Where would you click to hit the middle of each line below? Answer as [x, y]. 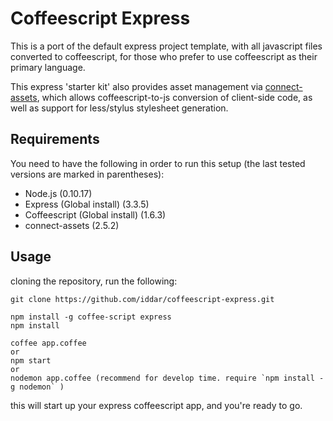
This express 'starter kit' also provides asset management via [136, 86]
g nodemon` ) [37, 387]
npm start [31, 360]
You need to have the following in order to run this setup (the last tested [158, 163]
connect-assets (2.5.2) [72, 225]
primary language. [48, 67]
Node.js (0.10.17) [58, 193]
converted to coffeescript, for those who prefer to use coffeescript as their [164, 56]
